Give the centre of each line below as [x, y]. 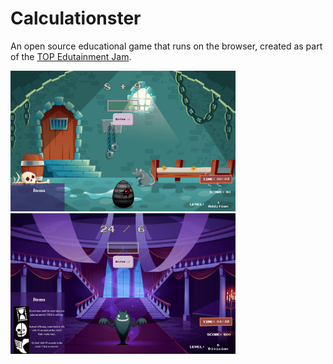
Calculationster [76, 18]
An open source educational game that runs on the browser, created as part [166, 46]
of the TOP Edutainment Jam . [71, 56]
